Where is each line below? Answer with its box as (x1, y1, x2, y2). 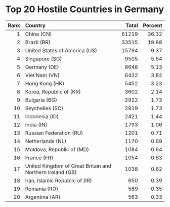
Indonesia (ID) (25, 113, 59, 120)
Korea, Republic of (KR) (25, 88, 81, 95)
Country (25, 22, 46, 29)
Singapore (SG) (25, 55, 62, 62)
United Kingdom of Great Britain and (25, 162, 111, 169)
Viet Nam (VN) (25, 72, 60, 79)
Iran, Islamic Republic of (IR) (25, 177, 92, 184)
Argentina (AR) (25, 193, 61, 200)
